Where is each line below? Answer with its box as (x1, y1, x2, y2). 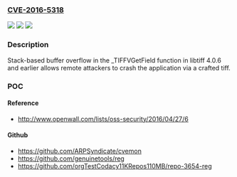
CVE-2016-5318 (7, 5, 64, 15)
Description (7, 40, 49, 50)
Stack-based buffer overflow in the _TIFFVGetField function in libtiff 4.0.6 (7, 55, 222, 65)
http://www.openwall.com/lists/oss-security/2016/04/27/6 (17, 114, 189, 123)
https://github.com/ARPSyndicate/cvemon (17, 146, 142, 155)
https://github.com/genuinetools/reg (17, 154, 125, 163)
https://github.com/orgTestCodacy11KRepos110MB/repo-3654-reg (17, 161, 212, 170)
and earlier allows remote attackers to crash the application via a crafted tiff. (7, 63, 231, 72)
